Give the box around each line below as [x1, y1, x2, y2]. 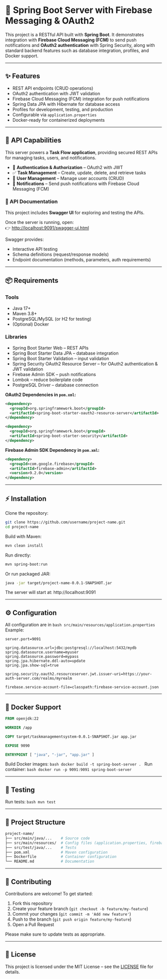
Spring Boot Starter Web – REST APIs [12, 345, 88, 351]
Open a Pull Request [12, 921, 55, 927]
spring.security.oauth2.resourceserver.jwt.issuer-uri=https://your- [5, 672, 153, 677]
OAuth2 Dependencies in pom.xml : [5, 392, 76, 397]
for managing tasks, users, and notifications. [5, 155, 96, 161]
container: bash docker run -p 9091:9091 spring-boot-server [5, 767, 132, 773]
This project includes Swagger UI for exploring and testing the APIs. [5, 209, 145, 215]
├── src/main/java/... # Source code [5, 835, 90, 841]
